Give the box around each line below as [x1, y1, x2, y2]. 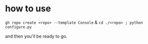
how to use [5, 3, 51, 14]
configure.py [5, 24, 32, 30]
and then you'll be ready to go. [5, 33, 68, 39]
